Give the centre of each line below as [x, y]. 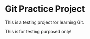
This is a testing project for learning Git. [45, 22]
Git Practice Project [45, 9]
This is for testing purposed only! [38, 31]
